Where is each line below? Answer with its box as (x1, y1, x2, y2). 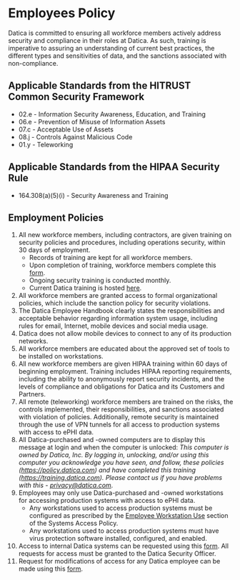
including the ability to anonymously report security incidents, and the (18, 375, 224, 384)
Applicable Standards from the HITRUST (8, 80, 191, 92)
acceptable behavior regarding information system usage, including (18, 314, 218, 323)
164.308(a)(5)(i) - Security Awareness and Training (18, 191, 169, 199)
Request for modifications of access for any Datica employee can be (18, 557, 221, 566)
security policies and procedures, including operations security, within (18, 238, 226, 247)
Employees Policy (8, 5, 116, 21)
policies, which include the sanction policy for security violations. (18, 299, 211, 308)
